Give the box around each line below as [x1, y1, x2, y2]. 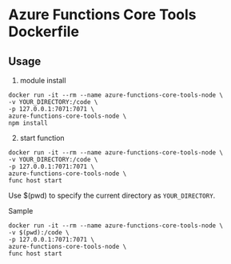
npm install [8, 119, 48, 127]
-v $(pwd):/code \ [8, 229, 70, 237]
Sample [8, 206, 34, 215]
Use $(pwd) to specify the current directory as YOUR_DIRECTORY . [8, 190, 216, 200]
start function [19, 134, 66, 142]
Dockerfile [8, 22, 80, 41]
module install [19, 76, 66, 85]
